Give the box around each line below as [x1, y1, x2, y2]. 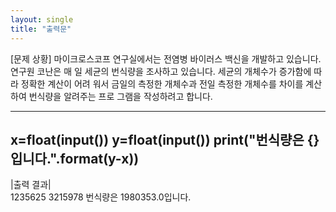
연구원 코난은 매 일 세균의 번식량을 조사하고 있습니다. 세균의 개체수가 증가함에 [10, 65, 312, 77]
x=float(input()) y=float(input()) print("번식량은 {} [10, 131, 320, 148]
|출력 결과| [10, 179, 52, 191]
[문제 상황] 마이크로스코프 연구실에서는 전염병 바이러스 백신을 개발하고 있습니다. [10, 52, 322, 65]
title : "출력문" [10, 24, 72, 34]
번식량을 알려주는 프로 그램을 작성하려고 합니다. [28, 90, 213, 102]
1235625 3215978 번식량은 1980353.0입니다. [10, 191, 192, 203]
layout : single [10, 14, 74, 25]
